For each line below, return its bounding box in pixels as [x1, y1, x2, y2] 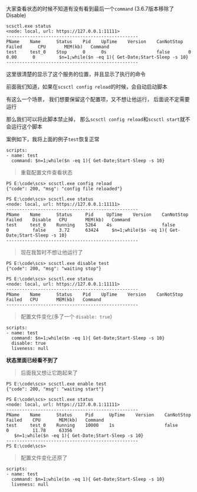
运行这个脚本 [11, 123, 42, 130]
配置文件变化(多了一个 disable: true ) [20, 313, 113, 320]
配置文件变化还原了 [20, 454, 68, 461]
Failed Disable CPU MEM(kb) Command [6, 217, 131, 223]
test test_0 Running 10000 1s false [6, 422, 178, 428]
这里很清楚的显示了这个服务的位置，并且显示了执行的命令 [6, 70, 146, 77]
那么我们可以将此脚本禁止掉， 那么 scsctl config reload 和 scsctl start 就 [6, 116, 186, 122]
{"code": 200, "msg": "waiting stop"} [6, 266, 101, 271]
